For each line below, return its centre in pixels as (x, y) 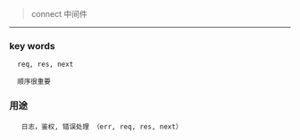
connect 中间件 (59, 14)
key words (32, 45)
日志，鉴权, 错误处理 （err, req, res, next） (102, 127)
